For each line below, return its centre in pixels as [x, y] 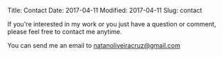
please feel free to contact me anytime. [65, 32]
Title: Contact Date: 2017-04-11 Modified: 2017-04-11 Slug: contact [105, 10]
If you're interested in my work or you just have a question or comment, [112, 24]
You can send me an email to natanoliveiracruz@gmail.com [94, 45]
